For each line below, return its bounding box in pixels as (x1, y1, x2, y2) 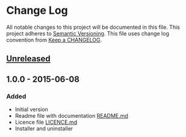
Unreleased (6, 53, 51, 64)
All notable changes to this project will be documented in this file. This (6, 23, 181, 31)
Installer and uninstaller (14, 125, 73, 132)
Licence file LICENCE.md (14, 118, 78, 126)
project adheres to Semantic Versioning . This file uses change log (6, 29, 170, 37)
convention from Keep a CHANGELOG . (6, 36, 102, 43)
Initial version (14, 106, 48, 113)
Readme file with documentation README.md (14, 112, 128, 120)
